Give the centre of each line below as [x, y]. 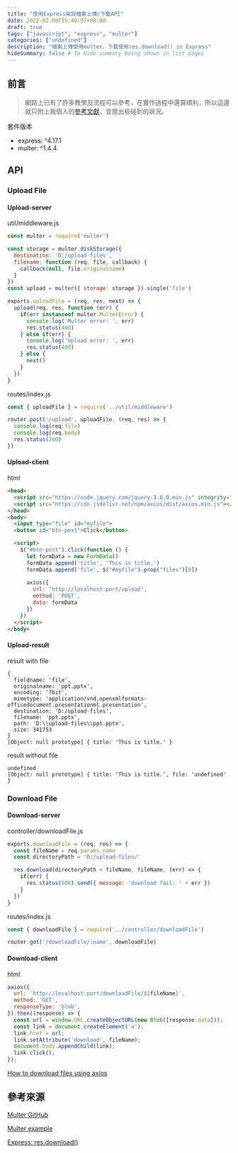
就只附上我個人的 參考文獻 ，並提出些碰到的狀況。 [96, 111]
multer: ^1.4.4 [37, 148]
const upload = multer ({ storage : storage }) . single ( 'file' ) [100, 289]
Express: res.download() [43, 1142]
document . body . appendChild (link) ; [64, 1047]
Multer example [30, 1128]
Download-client [33, 958]
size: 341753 [33, 730]
